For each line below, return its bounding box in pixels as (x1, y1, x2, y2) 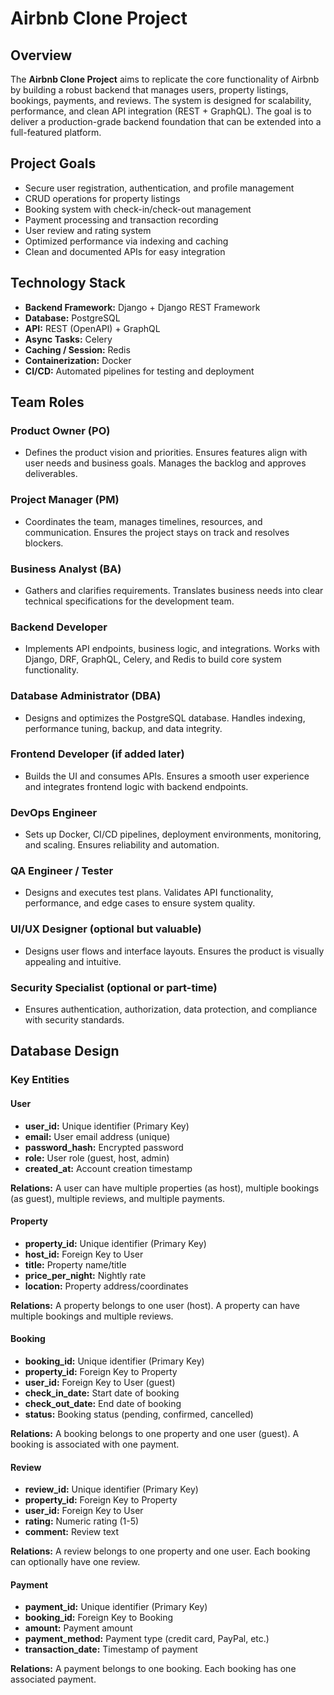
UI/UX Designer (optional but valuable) (10, 922, 202, 936)
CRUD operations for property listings (24, 192, 181, 204)
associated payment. (10, 1673, 97, 1686)
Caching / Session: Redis (24, 343, 131, 356)
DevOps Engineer (10, 805, 98, 819)
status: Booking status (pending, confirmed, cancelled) (24, 1408, 254, 1420)
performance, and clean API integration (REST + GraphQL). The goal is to (10, 105, 312, 117)
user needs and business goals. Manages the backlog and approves (24, 457, 307, 469)
